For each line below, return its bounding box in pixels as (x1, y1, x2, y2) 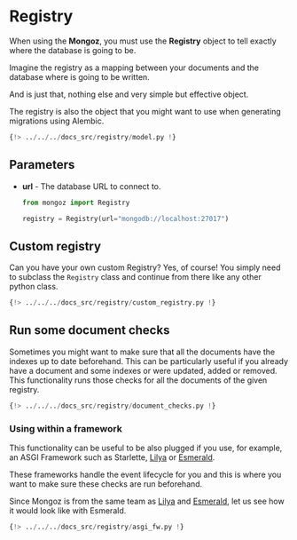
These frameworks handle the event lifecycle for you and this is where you (9, 469, 282, 480)
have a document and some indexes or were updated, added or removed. (9, 365, 277, 376)
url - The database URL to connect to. (21, 180, 161, 192)
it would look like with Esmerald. (9, 505, 127, 516)
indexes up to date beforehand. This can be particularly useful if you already (9, 355, 289, 366)
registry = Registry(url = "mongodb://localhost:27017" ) (21, 214, 230, 223)
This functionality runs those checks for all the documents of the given (9, 375, 268, 385)
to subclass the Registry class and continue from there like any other (9, 272, 262, 282)
